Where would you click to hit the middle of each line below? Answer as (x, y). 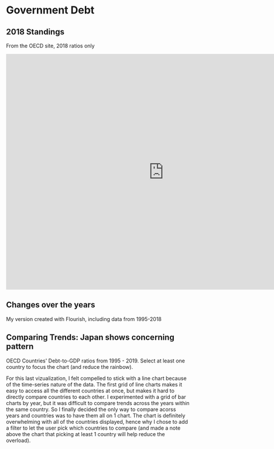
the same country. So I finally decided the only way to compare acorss (91, 409)
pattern (20, 346)
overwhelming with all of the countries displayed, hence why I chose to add (97, 422)
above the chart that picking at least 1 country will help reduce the (85, 434)
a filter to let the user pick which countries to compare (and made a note (93, 428)
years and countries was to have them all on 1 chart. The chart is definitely (96, 415)
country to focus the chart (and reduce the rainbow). (70, 367)
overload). (18, 440)
